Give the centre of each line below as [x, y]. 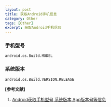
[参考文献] [15, 89]
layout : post [18, 9]
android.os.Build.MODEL [29, 56]
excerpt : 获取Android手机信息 [33, 28]
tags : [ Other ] [19, 23]
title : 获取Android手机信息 [31, 14]
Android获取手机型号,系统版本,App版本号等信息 [59, 99]
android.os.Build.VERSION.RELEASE [40, 79]
